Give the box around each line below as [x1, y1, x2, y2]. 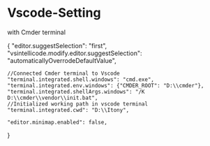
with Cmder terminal [7, 28, 66, 36]
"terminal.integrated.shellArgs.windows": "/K [7, 88, 145, 95]
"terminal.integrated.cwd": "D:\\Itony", [7, 106, 130, 113]
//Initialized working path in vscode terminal [7, 100, 149, 108]
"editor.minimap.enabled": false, [7, 119, 108, 126]
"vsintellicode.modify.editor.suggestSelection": [7, 49, 142, 57]
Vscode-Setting [7, 5, 101, 21]
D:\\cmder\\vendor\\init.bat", [7, 94, 98, 101]
